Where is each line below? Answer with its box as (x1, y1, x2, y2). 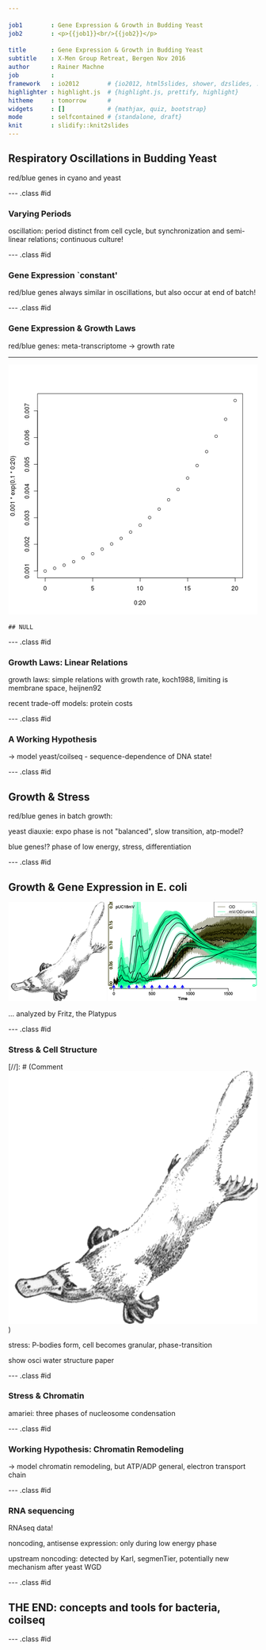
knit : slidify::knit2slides (8, 121, 129, 130)
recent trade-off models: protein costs (8, 699, 133, 708)
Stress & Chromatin (8, 1391, 85, 1402)
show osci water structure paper (8, 1355, 115, 1364)
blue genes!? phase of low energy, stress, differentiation (8, 842, 192, 852)
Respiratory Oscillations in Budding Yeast (8, 152, 218, 166)
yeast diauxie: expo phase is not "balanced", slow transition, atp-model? (8, 827, 244, 836)
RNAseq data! (8, 1523, 54, 1533)
